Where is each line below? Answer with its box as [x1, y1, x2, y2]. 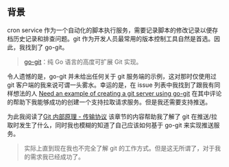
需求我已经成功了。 [29, 153, 84, 161]
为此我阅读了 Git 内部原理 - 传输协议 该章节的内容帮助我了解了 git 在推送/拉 [7, 112, 218, 120]
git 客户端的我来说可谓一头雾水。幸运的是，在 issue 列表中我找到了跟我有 [7, 81, 215, 89]
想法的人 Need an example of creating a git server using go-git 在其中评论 [12, 89, 222, 97]
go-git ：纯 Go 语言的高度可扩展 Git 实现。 [23, 57, 143, 66]
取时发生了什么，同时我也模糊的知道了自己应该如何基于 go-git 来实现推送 [7, 120, 214, 129]
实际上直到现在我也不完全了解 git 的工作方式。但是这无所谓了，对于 [23, 144, 215, 152]
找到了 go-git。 [25, 43, 69, 51]
